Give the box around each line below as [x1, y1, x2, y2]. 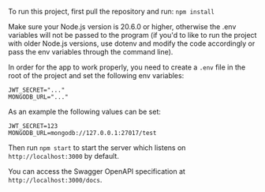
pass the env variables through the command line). [8, 47, 174, 56]
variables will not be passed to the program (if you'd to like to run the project [8, 31, 257, 40]
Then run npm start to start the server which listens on [8, 143, 186, 152]
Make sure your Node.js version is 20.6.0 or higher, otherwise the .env [8, 22, 237, 31]
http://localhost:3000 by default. [8, 152, 120, 160]
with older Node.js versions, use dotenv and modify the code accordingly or [8, 39, 256, 48]
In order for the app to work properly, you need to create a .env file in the [8, 62, 246, 72]
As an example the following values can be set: [8, 107, 162, 116]
